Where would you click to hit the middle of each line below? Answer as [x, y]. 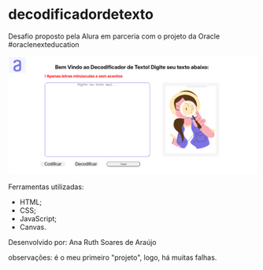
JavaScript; [38, 218]
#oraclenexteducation [44, 44]
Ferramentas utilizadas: [46, 187]
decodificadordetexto [81, 15]
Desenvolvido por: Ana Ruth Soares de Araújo [82, 242]
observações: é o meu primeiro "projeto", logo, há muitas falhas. [113, 257]
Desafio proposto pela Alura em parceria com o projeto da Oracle [114, 36]
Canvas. [33, 227]
